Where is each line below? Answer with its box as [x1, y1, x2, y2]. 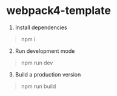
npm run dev [21, 59, 53, 66]
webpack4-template [6, 4, 111, 18]
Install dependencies [15, 24, 68, 31]
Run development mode [15, 47, 75, 55]
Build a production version [15, 70, 81, 78]
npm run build [21, 83, 56, 90]
